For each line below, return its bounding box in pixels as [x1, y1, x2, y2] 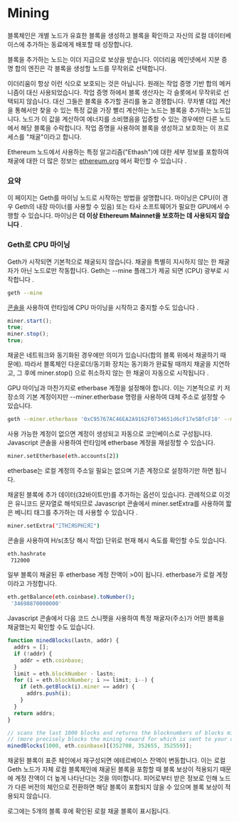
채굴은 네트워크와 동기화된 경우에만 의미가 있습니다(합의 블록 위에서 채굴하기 [7, 351, 219, 360]
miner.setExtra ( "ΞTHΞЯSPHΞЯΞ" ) [7, 522, 100, 529]
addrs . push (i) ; [26, 690, 72, 698]
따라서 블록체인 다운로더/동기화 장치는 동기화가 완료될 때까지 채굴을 [24, 360, 211, 368]
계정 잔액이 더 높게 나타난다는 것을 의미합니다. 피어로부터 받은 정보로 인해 [14, 774, 218, 783]
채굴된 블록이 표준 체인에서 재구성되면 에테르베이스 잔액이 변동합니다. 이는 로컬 [7, 756, 226, 765]
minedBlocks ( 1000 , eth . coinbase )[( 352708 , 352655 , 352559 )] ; [7, 742, 193, 749]
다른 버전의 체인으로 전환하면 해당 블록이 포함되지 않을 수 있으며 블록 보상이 [14, 783, 224, 791]
